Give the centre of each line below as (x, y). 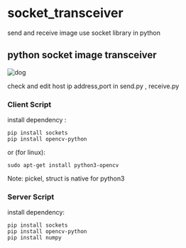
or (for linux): (27, 152)
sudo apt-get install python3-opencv (63, 166)
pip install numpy (34, 238)
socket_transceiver (65, 13)
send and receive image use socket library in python (84, 33)
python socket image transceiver (82, 55)
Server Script (31, 197)
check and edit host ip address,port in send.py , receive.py (93, 86)
